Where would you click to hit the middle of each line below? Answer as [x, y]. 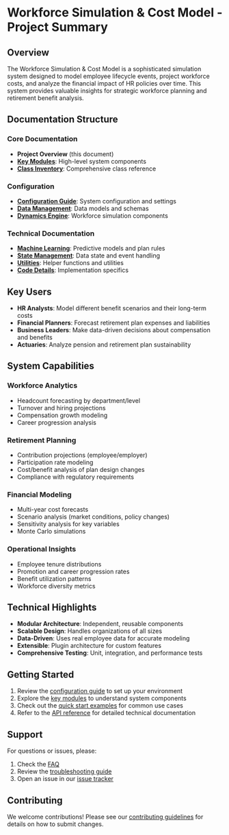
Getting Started [41, 674]
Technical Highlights [52, 608]
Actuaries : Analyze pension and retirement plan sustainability [104, 345]
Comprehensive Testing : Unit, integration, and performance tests [110, 653]
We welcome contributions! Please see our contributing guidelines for [105, 817]
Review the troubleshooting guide [64, 771]
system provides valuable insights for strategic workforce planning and [107, 91]
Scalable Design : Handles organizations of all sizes [90, 631]
